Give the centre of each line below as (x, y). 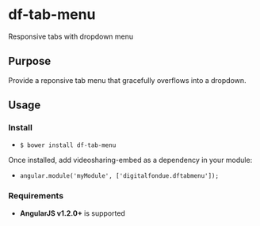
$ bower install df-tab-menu (68, 145)
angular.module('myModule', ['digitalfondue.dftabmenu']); (119, 176)
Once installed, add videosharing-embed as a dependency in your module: (130, 160)
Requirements (36, 196)
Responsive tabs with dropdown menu (71, 36)
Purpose (30, 61)
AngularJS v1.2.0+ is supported (72, 213)
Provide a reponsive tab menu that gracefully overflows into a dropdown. (128, 80)
